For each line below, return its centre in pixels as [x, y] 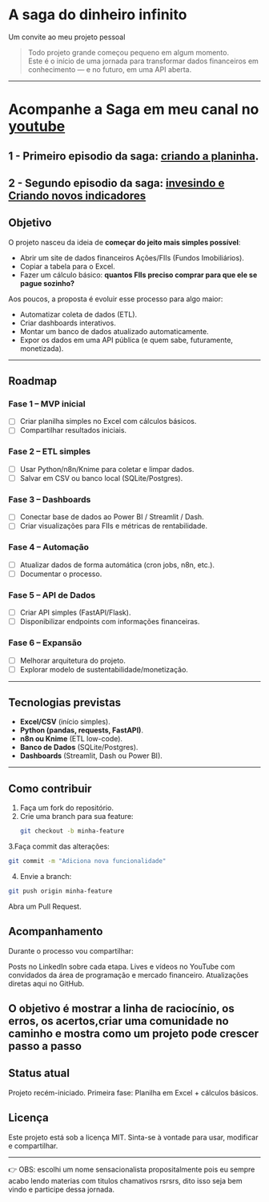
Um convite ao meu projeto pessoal [67, 37]
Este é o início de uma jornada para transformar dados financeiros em [143, 61]
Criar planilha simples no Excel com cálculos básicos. [108, 422]
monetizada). [42, 348]
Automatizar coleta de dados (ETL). [78, 314]
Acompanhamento [56, 932]
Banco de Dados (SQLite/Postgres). [79, 748]
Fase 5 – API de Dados [52, 595]
